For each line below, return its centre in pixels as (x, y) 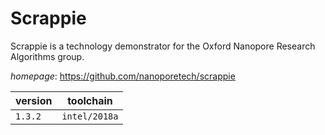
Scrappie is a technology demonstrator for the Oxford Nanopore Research (163, 46)
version (34, 100)
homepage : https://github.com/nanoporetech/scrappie (123, 76)
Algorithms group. (47, 56)
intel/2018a (90, 116)
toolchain (90, 100)
